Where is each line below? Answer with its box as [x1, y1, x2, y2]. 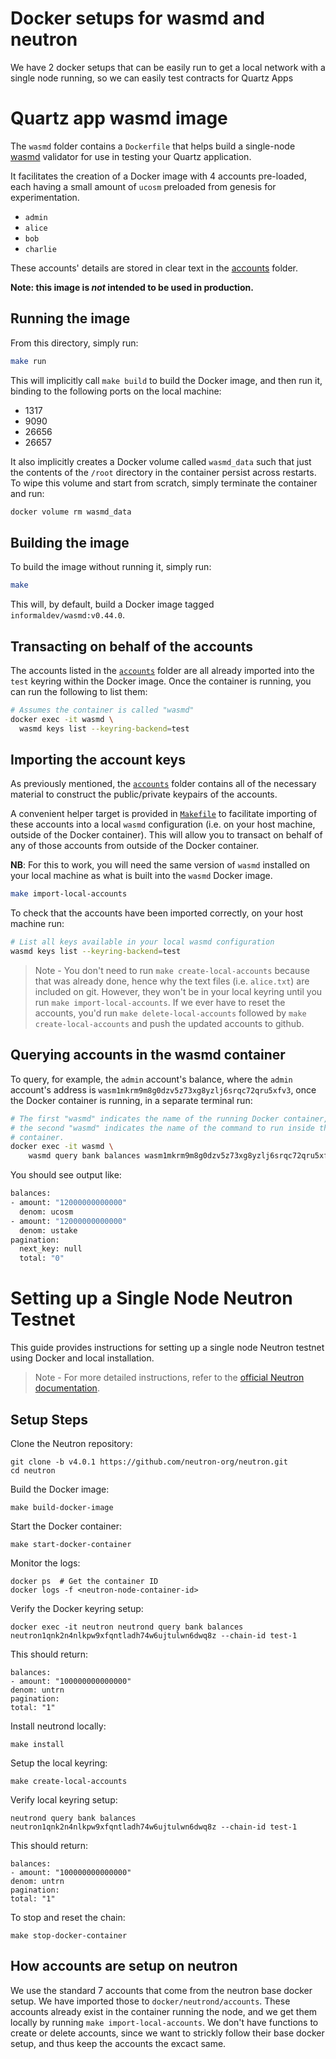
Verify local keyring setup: [10, 1793, 118, 1806]
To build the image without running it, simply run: [10, 561, 212, 573]
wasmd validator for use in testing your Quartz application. [10, 150, 252, 162]
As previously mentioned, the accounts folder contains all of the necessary [10, 778, 317, 790]
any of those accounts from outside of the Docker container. [10, 840, 260, 852]
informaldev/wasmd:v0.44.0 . [10, 609, 126, 621]
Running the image [10, 310, 131, 327]
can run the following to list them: [10, 685, 148, 697]
